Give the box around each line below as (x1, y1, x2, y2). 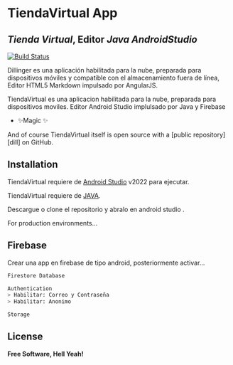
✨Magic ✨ (17, 116, 48, 125)
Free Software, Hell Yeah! (7, 349, 84, 358)
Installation (7, 159, 58, 171)
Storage (7, 311, 31, 318)
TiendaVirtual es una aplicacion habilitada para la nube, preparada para (7, 95, 217, 103)
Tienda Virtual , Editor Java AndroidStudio (7, 33, 197, 46)
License (7, 331, 43, 343)
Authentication (7, 285, 53, 292)
